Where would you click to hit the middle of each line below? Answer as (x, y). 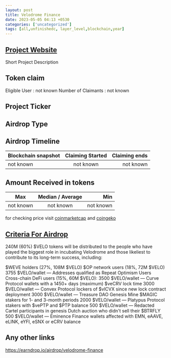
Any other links (30, 338)
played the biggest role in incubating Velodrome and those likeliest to (78, 252)
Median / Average (60, 197)
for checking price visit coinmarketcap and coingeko (61, 218)
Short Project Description (32, 62)
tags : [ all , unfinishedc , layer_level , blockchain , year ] (65, 29)
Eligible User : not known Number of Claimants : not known (67, 91)
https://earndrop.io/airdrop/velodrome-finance (54, 350)
